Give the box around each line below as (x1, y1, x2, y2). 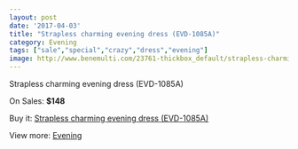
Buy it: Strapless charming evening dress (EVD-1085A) (9, 113, 209, 123)
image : (9, 54, 34, 63)
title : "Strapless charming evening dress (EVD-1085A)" (9, 29, 220, 38)
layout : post (9, 12, 58, 22)
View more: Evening (9, 130, 82, 140)
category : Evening (9, 37, 77, 47)
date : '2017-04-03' (9, 21, 82, 30)
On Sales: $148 (9, 96, 66, 106)
